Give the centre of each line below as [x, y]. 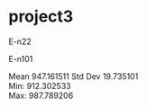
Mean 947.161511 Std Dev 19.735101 [73, 76]
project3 [41, 17]
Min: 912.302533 [40, 85]
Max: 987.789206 [41, 95]
